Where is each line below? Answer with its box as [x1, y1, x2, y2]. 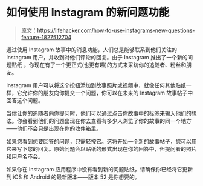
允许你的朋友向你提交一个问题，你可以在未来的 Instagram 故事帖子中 [22, 89, 193, 96]
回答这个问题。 [6, 96, 43, 104]
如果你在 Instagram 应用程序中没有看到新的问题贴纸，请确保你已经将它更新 [6, 165, 193, 173]
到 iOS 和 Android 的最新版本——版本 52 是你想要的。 [6, 173, 140, 181]
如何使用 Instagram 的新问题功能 [6, 5, 170, 19]
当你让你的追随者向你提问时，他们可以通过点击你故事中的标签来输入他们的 [6, 110, 192, 117]
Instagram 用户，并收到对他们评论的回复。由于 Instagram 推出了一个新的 [6, 53, 188, 61]
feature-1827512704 [21, 33, 72, 41]
